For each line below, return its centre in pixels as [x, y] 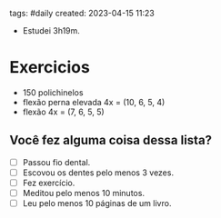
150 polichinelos [53, 92]
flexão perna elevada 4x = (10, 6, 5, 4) [94, 102]
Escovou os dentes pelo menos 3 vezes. [98, 173]
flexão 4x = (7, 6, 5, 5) [63, 112]
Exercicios [50, 68]
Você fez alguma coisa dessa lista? [110, 140]
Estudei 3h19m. [51, 30]
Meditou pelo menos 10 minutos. [84, 193]
